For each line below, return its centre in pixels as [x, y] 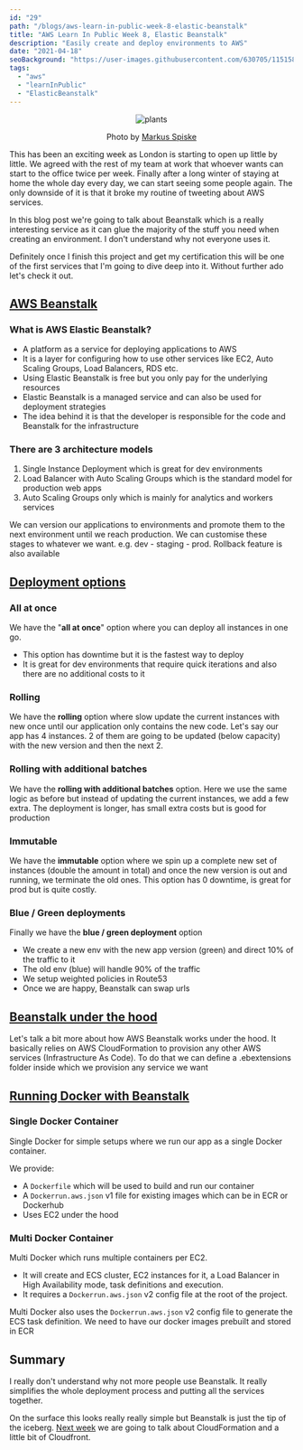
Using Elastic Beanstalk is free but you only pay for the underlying [145, 378]
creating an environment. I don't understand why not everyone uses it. [140, 239]
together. [26, 1400]
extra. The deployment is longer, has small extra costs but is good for [138, 808]
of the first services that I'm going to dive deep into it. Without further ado [147, 266]
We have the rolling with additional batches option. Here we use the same [148, 789]
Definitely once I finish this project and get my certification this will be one [147, 256]
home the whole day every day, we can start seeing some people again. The [151, 182]
